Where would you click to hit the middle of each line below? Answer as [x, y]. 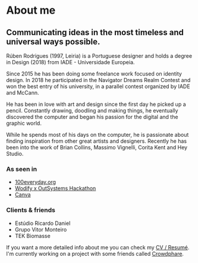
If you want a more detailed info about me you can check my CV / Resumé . [98, 247]
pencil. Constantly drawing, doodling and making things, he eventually [92, 110]
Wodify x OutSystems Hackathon [55, 189]
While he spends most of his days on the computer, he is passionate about [98, 135]
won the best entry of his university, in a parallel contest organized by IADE [98, 86]
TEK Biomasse [32, 236]
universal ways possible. [53, 41]
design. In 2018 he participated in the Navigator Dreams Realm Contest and [98, 80]
